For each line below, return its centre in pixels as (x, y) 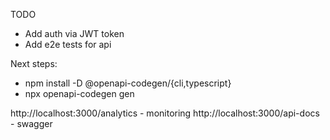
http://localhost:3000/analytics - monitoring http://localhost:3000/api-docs (165, 113)
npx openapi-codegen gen (79, 93)
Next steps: (34, 63)
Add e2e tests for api (68, 44)
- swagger (31, 123)
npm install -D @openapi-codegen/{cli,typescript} (128, 83)
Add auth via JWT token (74, 33)
